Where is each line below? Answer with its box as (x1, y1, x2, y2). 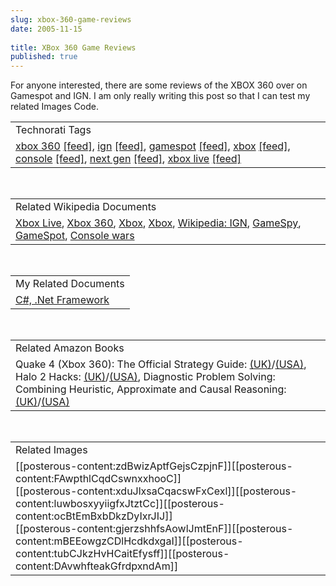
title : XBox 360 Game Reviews (10, 42, 137, 53)
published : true (10, 52, 78, 62)
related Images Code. (10, 101, 99, 113)
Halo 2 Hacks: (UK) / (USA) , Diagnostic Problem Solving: (15, 370, 276, 384)
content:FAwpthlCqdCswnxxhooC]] (15, 472, 182, 486)
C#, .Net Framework (15, 293, 110, 307)
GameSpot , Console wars (15, 229, 135, 243)
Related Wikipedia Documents (15, 200, 157, 214)
